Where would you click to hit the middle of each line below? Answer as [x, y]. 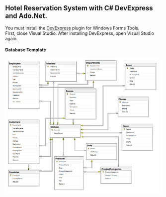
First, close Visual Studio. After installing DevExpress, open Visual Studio [80, 33]
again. [12, 38]
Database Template [26, 50]
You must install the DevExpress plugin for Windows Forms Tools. [72, 28]
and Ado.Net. [26, 16]
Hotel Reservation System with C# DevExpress [79, 8]
